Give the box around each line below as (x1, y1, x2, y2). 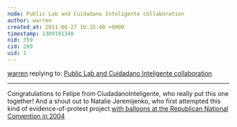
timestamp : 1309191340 (7, 30, 74, 37)
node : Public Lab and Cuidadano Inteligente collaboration (7, 10, 185, 18)
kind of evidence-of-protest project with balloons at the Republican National (7, 104, 229, 113)
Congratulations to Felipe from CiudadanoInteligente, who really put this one (7, 89, 229, 97)
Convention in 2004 (7, 111, 66, 120)
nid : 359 (7, 37, 33, 44)
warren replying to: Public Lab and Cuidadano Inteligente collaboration (7, 68, 212, 78)
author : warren (7, 17, 52, 24)
